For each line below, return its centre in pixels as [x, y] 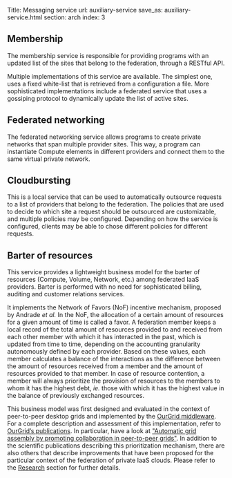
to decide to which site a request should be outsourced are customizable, [112, 212]
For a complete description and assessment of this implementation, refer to [114, 423]
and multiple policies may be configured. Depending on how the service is [113, 219]
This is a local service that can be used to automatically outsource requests [115, 197]
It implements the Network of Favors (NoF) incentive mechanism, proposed [114, 307]
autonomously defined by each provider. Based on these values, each [106, 352]
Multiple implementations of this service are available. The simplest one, [110, 76]
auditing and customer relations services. [66, 294]
